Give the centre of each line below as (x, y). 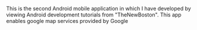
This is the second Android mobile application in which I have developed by (99, 9)
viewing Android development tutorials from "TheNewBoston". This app (94, 15)
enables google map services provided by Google (67, 21)
